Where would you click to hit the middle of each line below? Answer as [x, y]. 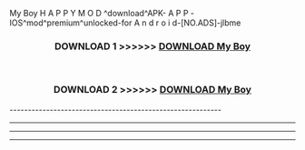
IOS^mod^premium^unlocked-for [71, 23]
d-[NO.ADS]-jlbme [207, 23]
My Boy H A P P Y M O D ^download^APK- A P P [99, 13]
